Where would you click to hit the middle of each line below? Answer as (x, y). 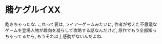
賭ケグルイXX (33, 10)
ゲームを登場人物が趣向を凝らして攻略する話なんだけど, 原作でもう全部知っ (81, 30)
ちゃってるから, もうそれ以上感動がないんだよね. (54, 36)
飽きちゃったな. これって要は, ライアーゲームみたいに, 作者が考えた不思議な (81, 24)
